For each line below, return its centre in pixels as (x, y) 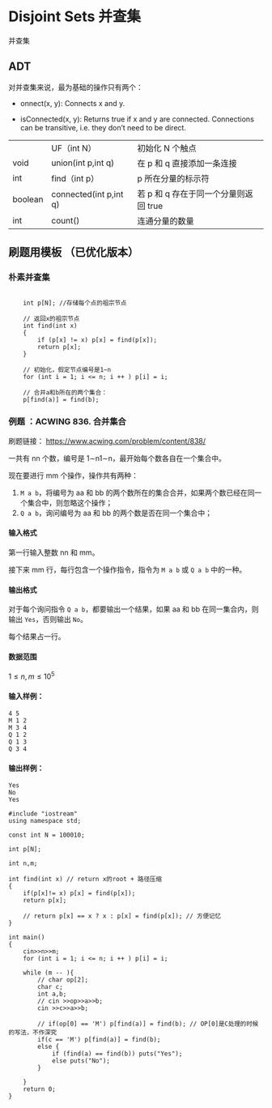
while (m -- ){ (49, 973)
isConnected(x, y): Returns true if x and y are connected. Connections (137, 119)
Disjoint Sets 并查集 (75, 17)
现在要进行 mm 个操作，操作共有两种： (74, 475)
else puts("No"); (81, 1061)
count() (66, 220)
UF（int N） (74, 148)
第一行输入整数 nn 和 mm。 (54, 552)
